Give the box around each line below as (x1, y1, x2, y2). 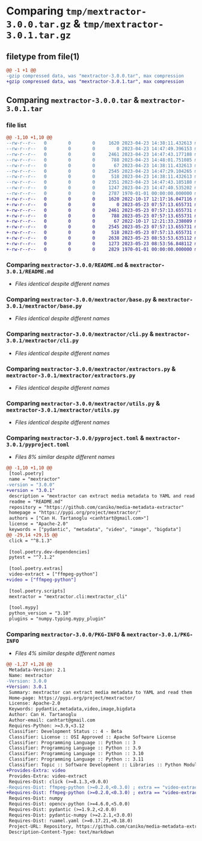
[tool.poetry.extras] (8, 566, 63, 572)
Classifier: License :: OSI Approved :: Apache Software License (8, 734, 176, 740)
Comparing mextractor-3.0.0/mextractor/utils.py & (6, 399, 161, 407)
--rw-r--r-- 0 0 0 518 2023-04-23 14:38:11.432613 (6, 174, 192, 180)
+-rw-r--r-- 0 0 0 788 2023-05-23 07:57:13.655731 (6, 213, 192, 219)
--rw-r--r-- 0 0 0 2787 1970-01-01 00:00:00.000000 (6, 190, 192, 196)
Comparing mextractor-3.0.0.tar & (6, 95, 139, 106)
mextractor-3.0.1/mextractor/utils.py (6, 407, 120, 413)
